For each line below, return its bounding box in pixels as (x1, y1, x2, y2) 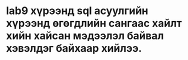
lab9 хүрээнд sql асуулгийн (6, 4, 149, 18)
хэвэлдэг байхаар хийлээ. (6, 42, 142, 55)
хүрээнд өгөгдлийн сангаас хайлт (6, 16, 182, 30)
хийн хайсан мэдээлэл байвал (6, 29, 164, 42)
